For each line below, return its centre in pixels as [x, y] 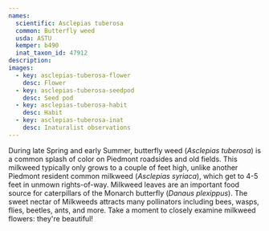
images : [21, 68]
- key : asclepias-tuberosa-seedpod [75, 90]
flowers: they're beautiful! [51, 218]
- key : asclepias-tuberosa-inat [70, 120]
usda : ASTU [34, 38]
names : [19, 16]
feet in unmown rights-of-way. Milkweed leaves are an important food [124, 184]
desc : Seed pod [48, 98]
